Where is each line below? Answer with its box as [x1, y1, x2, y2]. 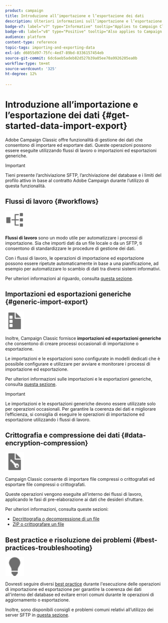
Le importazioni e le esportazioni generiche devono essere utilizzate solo [5, 401, 156, 407]
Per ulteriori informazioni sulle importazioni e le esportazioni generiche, [5, 376, 152, 382]
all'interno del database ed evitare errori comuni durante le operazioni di [5, 591, 154, 598]
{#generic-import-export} [5, 298, 88, 306]
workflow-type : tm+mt [5, 61, 50, 66]
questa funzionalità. [5, 183, 46, 189]
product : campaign [5, 8, 43, 13]
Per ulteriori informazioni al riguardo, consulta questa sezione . [5, 275, 133, 281]
